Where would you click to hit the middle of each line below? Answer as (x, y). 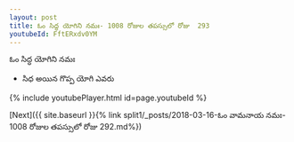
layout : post (33, 17)
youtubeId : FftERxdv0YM (53, 34)
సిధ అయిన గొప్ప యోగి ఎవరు (68, 79)
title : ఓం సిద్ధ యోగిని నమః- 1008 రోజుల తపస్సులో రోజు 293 (110, 26)
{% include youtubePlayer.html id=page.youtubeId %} (108, 98)
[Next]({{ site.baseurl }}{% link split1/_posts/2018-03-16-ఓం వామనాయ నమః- (148, 115)
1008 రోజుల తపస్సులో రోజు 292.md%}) (76, 127)
